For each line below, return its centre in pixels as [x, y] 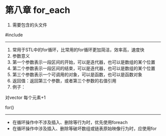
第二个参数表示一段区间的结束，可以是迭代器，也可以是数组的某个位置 [84, 68]
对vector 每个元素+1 [25, 97]
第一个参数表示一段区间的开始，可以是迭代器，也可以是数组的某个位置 [84, 62]
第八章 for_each [38, 10]
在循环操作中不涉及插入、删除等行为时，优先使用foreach [70, 122]
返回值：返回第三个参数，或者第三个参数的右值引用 [64, 80]
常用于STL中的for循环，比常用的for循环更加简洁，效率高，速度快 [78, 50]
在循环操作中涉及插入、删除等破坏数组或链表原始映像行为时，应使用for [84, 128]
